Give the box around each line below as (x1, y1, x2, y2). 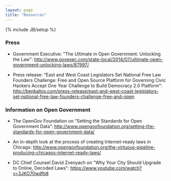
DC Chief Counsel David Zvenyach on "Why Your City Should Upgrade (12, 159, 161, 166)
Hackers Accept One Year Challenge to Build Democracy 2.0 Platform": (12, 83, 163, 89)
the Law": (12, 56, 33, 62)
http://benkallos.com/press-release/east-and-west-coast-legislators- (12, 88, 159, 94)
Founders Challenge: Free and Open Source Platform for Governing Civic (12, 77, 166, 83)
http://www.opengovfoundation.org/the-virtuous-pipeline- (33, 144, 156, 150)
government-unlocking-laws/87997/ (12, 62, 89, 68)
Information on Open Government (5, 106, 91, 113)
